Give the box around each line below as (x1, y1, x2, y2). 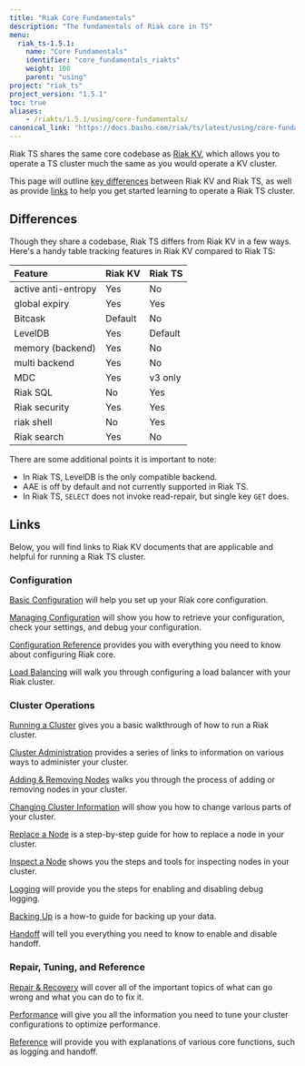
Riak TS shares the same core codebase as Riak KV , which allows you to (9, 148, 280, 159)
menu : (9, 30, 30, 39)
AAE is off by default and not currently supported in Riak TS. (22, 481, 249, 492)
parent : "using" (25, 73, 88, 82)
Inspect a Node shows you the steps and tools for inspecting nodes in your (9, 857, 290, 868)
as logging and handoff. (9, 1046, 98, 1057)
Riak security (14, 401, 70, 413)
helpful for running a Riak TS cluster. (9, 551, 146, 562)
